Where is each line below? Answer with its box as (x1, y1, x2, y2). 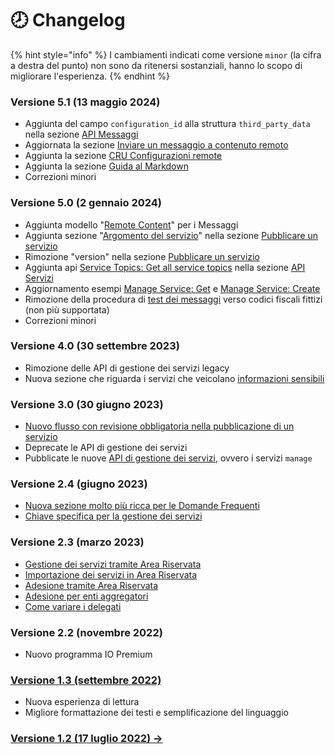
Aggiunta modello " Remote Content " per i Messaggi (24, 218, 239, 231)
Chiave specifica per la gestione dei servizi (24, 510, 203, 522)
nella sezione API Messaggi (24, 128, 139, 141)
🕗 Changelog (10, 9, 126, 32)
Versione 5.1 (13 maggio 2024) (10, 95, 161, 109)
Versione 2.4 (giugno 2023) (10, 477, 148, 491)
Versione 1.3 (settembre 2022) (10, 673, 162, 687)
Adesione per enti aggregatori (24, 590, 149, 602)
